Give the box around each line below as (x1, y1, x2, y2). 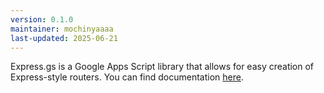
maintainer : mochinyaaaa (10, 24, 114, 34)
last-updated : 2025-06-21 (10, 33, 118, 43)
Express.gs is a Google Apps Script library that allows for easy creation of (10, 61, 315, 73)
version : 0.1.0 (10, 14, 74, 25)
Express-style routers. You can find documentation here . (10, 71, 244, 83)
